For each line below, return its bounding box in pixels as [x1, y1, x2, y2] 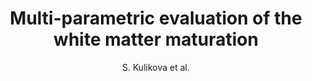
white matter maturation [53, 28, 259, 51]
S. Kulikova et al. [121, 61, 190, 73]
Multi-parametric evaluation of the [9, 7, 303, 30]
